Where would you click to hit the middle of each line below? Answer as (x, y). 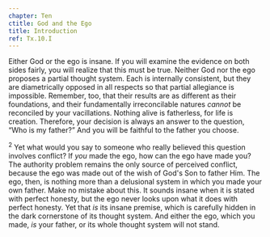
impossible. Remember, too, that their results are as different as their (122, 96)
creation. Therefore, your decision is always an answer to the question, (127, 121)
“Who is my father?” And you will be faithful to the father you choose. (124, 130)
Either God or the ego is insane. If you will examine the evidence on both (129, 61)
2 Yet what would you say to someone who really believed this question (127, 146)
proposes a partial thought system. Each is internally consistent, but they (130, 78)
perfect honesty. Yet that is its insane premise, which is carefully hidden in (132, 207)
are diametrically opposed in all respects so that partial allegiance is (121, 87)
